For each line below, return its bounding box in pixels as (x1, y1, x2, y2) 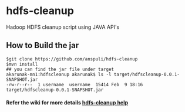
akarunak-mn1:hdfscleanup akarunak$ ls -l (6, 72, 112, 77)
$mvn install (6, 61, 38, 67)
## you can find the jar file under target (6, 66, 115, 72)
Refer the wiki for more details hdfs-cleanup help (6, 99, 129, 106)
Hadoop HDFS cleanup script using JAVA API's (6, 23, 120, 30)
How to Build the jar (6, 40, 79, 50)
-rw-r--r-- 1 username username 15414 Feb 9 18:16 (6, 82, 143, 87)
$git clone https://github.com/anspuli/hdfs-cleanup (6, 56, 138, 62)
